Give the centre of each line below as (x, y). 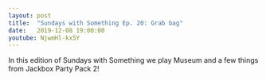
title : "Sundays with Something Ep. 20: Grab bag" (96, 23)
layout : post (30, 15)
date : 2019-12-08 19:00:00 (57, 30)
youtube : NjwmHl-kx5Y (44, 38)
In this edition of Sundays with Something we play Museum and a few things (133, 60)
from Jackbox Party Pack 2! (54, 69)
